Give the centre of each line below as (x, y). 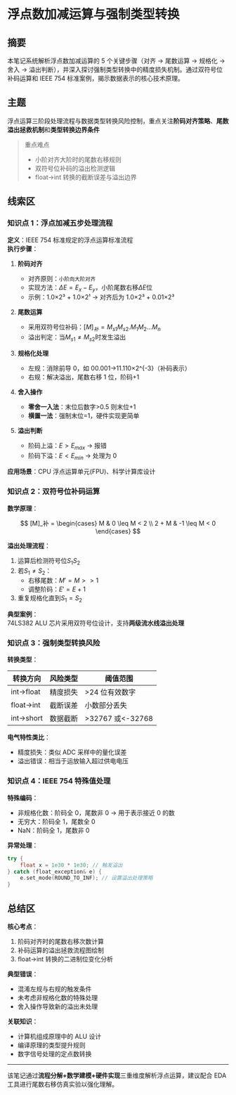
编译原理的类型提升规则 (51, 1045)
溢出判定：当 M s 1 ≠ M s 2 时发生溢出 (77, 338)
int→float (26, 692)
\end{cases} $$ (118, 531)
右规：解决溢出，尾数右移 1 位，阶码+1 (84, 377)
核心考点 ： (23, 926)
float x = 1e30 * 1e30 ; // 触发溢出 (71, 865)
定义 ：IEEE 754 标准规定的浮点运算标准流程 (70, 240)
